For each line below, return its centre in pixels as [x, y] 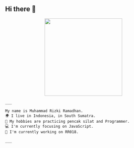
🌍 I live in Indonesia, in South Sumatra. [50, 116]
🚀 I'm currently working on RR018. [42, 132]
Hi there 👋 [21, 9]
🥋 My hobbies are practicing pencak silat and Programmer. [67, 121]
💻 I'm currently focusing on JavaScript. [49, 126]
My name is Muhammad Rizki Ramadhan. [44, 111]
